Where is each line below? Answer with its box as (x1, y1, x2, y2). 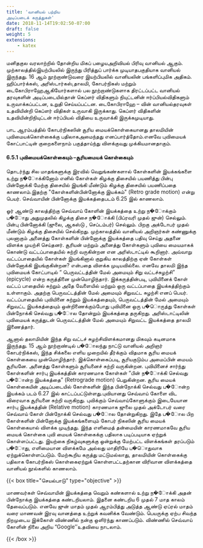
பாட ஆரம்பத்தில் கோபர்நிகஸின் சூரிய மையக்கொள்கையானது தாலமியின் (6, 125, 174, 133)
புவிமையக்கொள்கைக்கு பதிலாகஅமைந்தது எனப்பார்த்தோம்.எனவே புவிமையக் (6, 133, 186, 140)
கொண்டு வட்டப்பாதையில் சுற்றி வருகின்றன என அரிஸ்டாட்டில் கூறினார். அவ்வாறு (6, 248, 192, 255)
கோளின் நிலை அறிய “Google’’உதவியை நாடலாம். (6, 523, 122, 530)
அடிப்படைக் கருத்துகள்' (6, 15, 54, 21)
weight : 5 (6, 32, 31, 38)
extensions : (6, 37, 36, 43)
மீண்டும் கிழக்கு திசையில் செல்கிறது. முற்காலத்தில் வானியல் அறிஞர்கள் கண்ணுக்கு (6, 228, 196, 235)
